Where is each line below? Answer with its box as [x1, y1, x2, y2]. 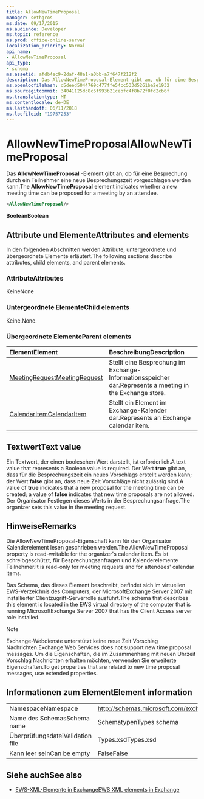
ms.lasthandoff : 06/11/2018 [6, 105, 78, 111]
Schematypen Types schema [97, 718, 179, 727]
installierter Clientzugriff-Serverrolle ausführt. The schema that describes [6, 594, 189, 601]
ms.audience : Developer [6, 26, 67, 32]
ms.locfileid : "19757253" [6, 111, 72, 117]
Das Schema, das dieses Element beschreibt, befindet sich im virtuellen [6, 581, 186, 588]
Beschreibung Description [109, 347, 185, 356]
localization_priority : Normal [6, 43, 86, 49]
